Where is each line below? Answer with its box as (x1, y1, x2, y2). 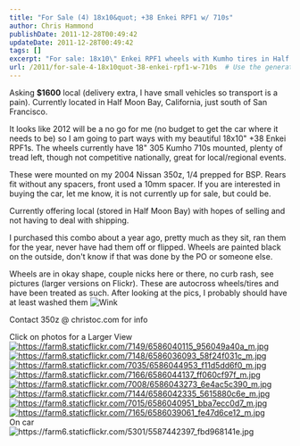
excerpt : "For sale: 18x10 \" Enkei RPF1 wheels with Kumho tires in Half (9, 54, 290, 63)
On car (9, 417, 35, 427)
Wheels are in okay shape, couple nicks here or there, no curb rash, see (9, 268, 274, 279)
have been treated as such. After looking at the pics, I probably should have (9, 287, 287, 298)
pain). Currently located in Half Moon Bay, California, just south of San (9, 96, 268, 107)
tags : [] (9, 46, 42, 55)
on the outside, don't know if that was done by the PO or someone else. (9, 251, 273, 261)
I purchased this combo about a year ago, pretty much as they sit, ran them (9, 232, 287, 243)
